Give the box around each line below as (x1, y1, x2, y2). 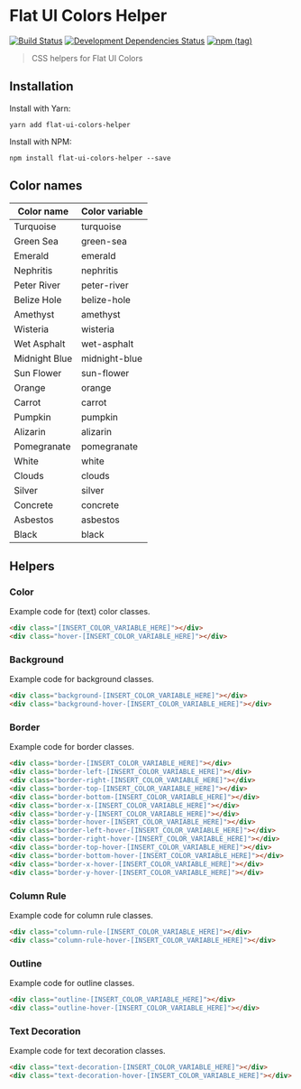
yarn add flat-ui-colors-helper (9, 120, 131, 129)
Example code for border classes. (9, 742, 135, 752)
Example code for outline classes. (9, 977, 135, 988)
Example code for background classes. (9, 674, 155, 685)
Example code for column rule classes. (9, 909, 153, 920)
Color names (9, 178, 83, 194)
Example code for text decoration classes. (9, 1045, 166, 1056)
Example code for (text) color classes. (9, 606, 150, 617)
